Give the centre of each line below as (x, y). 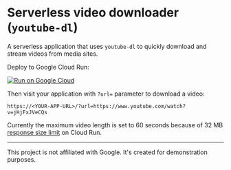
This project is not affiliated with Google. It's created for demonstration (107, 152)
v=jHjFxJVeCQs (27, 112)
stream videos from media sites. (53, 54)
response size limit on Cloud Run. (54, 132)
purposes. (22, 159)
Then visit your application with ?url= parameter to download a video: (106, 94)
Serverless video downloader (93, 13)
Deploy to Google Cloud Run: (48, 67)
